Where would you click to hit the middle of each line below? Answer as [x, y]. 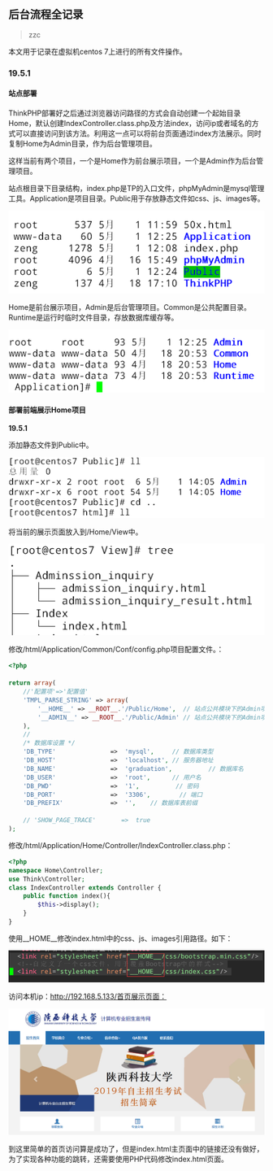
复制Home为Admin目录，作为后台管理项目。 [82, 143]
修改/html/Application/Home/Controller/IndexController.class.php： [121, 845]
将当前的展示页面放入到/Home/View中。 [76, 532]
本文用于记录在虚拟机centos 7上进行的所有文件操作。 [97, 51]
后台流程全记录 [46, 15]
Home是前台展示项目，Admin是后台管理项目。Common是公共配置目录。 [130, 307]
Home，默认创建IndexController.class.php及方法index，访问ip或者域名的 [130, 123]
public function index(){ [67, 896]
